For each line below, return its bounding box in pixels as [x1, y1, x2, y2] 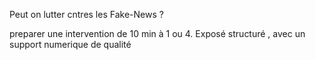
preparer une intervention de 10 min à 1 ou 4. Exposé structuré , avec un [9, 28, 306, 39]
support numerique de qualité [9, 39, 132, 50]
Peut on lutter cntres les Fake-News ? [9, 9, 164, 20]
